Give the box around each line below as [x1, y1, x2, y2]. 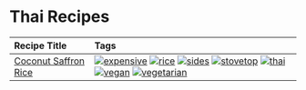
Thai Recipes [9, 6, 110, 27]
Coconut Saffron [14, 55, 85, 67]
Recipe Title [14, 39, 67, 52]
